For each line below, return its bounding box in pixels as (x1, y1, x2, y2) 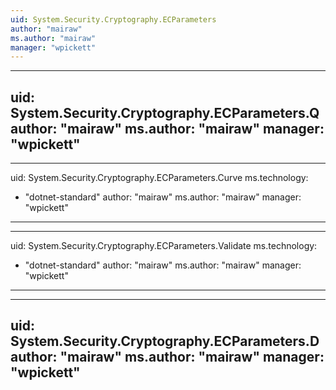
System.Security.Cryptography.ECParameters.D (10, 333, 320, 350)
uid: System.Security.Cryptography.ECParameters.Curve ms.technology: (10, 172, 309, 184)
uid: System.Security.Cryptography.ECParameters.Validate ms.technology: (10, 240, 318, 252)
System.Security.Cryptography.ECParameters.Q (10, 104, 320, 121)
